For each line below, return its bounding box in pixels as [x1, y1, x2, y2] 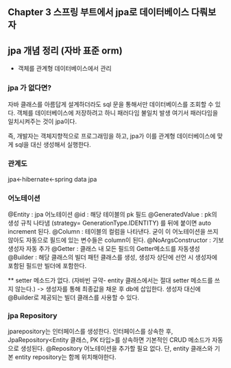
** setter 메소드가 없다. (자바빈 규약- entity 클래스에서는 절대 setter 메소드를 [8, 276, 213, 284]
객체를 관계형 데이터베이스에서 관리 [17, 64, 112, 73]
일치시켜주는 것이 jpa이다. [8, 117, 77, 125]
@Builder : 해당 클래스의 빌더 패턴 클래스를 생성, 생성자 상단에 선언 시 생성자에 [8, 253, 218, 262]
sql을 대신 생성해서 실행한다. [14, 140, 91, 149]
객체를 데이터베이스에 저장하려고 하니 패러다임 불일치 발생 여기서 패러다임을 [16, 108, 219, 116]
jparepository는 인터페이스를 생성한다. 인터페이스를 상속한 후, [8, 328, 173, 336]
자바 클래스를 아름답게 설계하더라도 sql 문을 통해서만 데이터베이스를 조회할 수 [8, 100, 214, 108]
